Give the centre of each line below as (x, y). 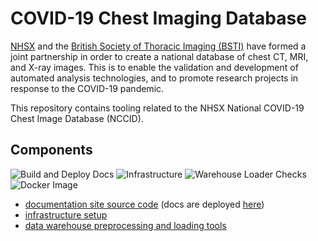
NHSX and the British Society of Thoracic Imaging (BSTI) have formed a (158, 46)
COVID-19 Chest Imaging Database (158, 18)
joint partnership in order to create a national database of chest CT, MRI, (159, 56)
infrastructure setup (66, 214)
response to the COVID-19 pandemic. (87, 88)
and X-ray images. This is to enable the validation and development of (154, 67)
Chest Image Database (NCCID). (77, 118)
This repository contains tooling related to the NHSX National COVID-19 (157, 108)
